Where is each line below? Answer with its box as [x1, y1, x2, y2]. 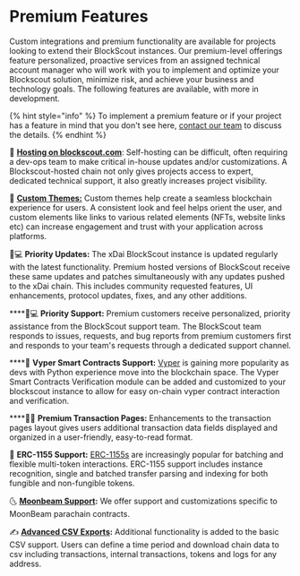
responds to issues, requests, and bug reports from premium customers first [9, 330, 292, 341]
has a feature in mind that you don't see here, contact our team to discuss [9, 119, 282, 131]
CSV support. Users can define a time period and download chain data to [9, 539, 279, 550]
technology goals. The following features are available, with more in [9, 83, 260, 94]
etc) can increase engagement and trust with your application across [9, 221, 264, 232]
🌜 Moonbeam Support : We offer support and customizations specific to [9, 495, 278, 506]
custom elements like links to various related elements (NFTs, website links [9, 211, 286, 222]
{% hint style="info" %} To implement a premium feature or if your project [9, 110, 282, 121]
